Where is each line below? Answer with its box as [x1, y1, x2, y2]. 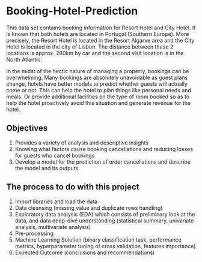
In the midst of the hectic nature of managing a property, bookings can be [6, 67, 189, 74]
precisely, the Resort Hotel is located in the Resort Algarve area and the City [6, 37, 195, 44]
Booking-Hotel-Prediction [6, 4, 138, 18]
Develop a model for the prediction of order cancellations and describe [14, 158, 191, 165]
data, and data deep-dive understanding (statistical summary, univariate [14, 217, 194, 224]
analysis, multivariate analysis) [14, 223, 91, 230]
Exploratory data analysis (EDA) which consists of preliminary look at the [14, 210, 195, 218]
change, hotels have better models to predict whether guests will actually [6, 80, 188, 88]
